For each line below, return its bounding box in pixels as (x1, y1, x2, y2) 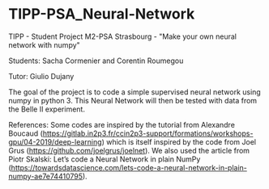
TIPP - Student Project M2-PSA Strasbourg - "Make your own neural (8, 31, 237, 41)
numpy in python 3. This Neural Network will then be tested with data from (8, 95, 258, 105)
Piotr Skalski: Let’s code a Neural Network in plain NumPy (8, 154, 201, 164)
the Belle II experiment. (8, 104, 85, 114)
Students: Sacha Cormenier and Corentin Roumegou (8, 56, 184, 65)
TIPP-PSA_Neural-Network (8, 5, 195, 23)
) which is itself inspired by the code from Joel (101, 136, 257, 146)
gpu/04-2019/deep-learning (8, 136, 103, 146)
